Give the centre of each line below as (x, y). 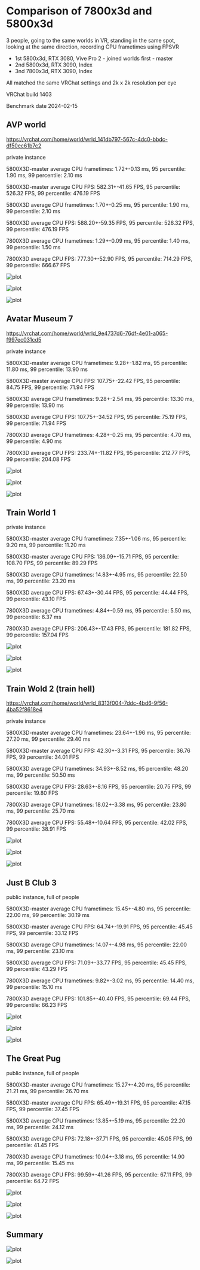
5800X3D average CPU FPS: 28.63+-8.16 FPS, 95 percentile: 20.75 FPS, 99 (99, 787)
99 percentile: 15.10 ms (34, 987)
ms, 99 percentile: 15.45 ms (40, 1163)
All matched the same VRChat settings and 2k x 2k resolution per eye (91, 83)
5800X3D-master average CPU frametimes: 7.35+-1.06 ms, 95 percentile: (96, 539)
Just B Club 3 (31, 883)
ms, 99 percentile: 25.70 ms (41, 811)
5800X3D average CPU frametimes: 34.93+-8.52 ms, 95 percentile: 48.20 (97, 769)
